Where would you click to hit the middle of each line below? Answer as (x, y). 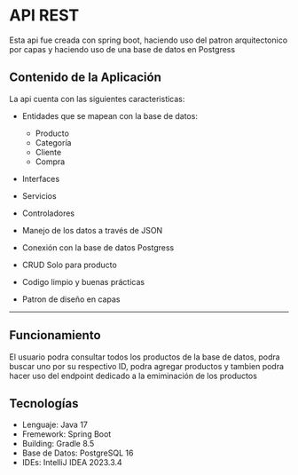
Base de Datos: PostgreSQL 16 (78, 453)
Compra (50, 162)
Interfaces (41, 178)
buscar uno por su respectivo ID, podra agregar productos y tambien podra (147, 366)
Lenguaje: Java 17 (55, 425)
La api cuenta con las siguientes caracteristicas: (97, 99)
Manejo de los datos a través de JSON (92, 230)
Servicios (39, 195)
